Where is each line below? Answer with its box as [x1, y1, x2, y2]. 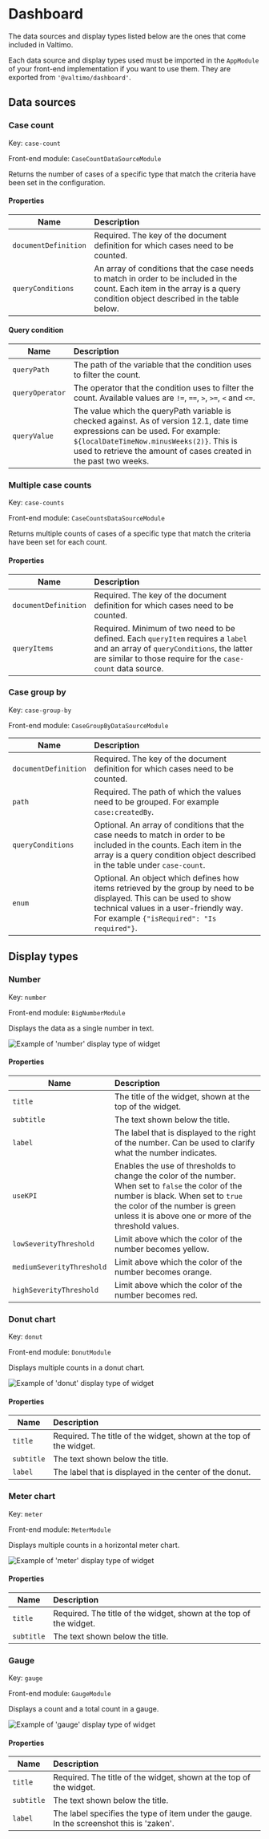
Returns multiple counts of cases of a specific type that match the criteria [8, 529, 251, 538]
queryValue [12, 431, 54, 441]
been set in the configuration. [8, 177, 106, 187]
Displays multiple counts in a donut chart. [8, 1363, 146, 1372]
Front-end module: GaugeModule [8, 1689, 112, 1699]
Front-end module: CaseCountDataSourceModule [8, 153, 162, 163]
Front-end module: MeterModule [8, 1525, 112, 1534]
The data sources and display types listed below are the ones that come [8, 31, 247, 41]
